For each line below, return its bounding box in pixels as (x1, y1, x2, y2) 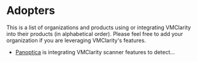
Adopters (6, 4, 55, 18)
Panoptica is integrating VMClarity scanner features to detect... (15, 48, 175, 55)
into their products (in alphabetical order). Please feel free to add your (6, 30, 183, 37)
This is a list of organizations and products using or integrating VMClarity (6, 24, 191, 31)
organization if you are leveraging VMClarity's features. (6, 36, 146, 44)
